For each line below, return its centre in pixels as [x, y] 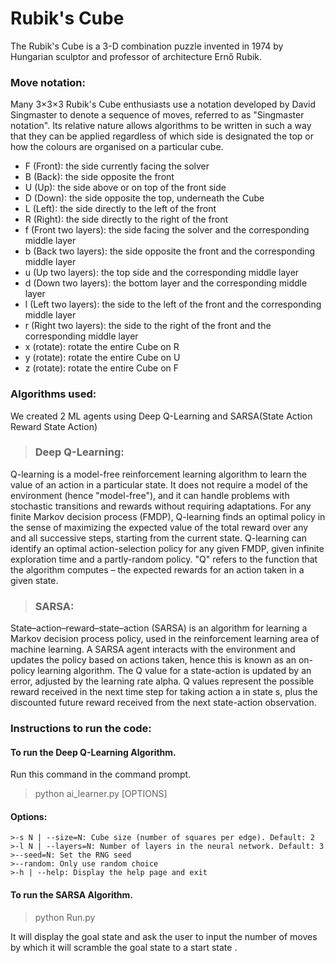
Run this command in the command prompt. [101, 774]
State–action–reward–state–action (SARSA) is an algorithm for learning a [159, 628]
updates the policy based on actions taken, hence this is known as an [153, 660]
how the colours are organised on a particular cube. [117, 147]
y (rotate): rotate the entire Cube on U [102, 358]
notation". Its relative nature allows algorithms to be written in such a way [161, 126]
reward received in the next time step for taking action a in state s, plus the [164, 692]
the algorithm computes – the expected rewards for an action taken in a [157, 569]
